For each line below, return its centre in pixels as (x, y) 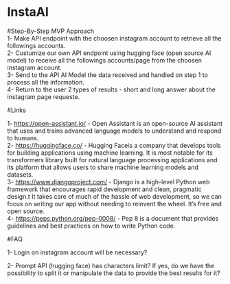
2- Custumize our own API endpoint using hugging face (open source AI (109, 53)
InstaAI (28, 12)
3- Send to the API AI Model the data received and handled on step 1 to (107, 75)
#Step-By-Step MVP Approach (51, 31)
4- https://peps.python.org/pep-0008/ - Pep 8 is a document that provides (113, 218)
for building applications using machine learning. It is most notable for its (110, 153)
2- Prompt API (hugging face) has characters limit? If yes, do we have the (111, 265)
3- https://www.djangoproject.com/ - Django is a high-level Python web (109, 182)
